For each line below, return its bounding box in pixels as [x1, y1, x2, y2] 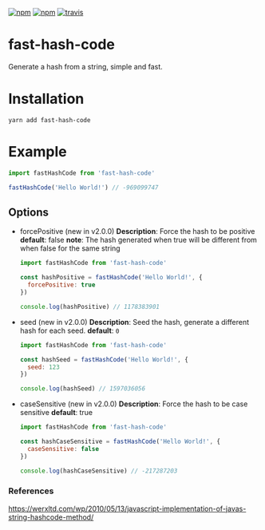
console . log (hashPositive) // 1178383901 [19, 303, 160, 310]
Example [8, 143, 67, 161]
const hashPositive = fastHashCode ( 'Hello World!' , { [19, 274, 203, 282]
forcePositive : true [27, 281, 96, 289]
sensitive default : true [19, 408, 93, 417]
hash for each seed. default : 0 [19, 326, 120, 335]
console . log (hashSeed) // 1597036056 [19, 385, 146, 393]
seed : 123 [27, 363, 60, 371]
